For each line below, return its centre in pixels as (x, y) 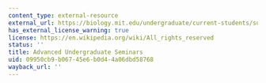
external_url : (32, 23)
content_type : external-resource (63, 15)
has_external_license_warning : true (68, 30)
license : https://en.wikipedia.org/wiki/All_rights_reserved (111, 38)
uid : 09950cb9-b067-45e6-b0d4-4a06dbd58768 (81, 60)
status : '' (26, 45)
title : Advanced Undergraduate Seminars (76, 52)
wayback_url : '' (35, 67)
